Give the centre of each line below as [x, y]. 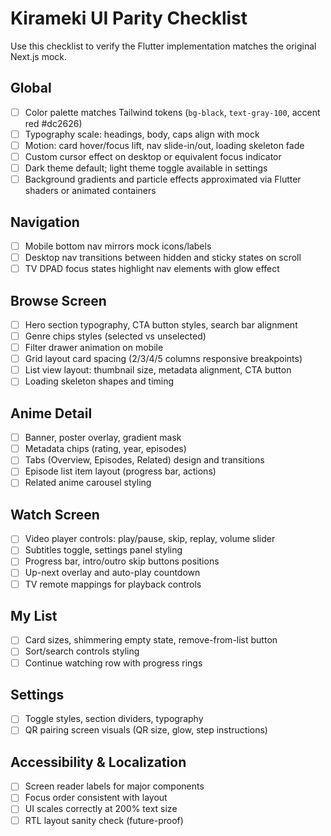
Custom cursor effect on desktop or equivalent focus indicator [153, 156]
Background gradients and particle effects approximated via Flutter [163, 179]
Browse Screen [58, 300]
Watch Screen [55, 514]
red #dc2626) [53, 123]
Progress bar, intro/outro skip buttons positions [122, 561]
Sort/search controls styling [82, 651]
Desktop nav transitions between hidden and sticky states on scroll [163, 257]
